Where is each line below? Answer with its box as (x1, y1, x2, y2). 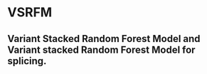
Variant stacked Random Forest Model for (7, 43, 196, 55)
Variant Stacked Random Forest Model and (7, 33, 201, 45)
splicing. (7, 55, 47, 67)
